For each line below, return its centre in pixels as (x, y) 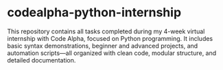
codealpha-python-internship (94, 13)
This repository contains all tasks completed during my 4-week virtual (106, 31)
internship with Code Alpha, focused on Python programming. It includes (110, 38)
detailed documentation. (42, 60)
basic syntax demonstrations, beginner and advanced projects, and (103, 46)
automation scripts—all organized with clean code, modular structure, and (112, 53)
